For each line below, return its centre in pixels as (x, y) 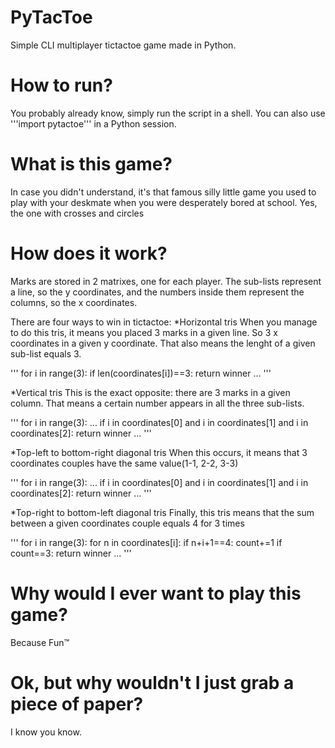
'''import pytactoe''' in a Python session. (93, 123)
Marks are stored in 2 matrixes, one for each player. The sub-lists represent (166, 281)
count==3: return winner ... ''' (71, 553)
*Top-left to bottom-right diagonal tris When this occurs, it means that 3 (159, 452)
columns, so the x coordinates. (74, 302)
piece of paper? (77, 703)
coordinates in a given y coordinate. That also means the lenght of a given (163, 343)
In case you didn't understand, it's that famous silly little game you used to (163, 192)
